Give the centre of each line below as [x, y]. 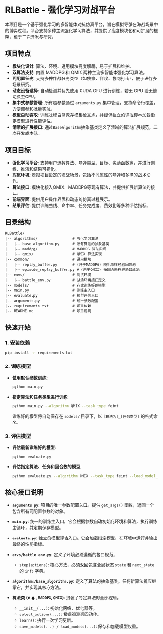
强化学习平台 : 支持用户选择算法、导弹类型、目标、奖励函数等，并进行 [81, 163]
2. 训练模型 [18, 366]
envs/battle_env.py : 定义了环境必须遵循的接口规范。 [65, 554]
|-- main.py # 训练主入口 [50, 290]
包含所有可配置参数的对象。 [40, 511]
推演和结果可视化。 [40, 169]
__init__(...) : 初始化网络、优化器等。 [58, 608]
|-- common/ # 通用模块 [48, 259]
